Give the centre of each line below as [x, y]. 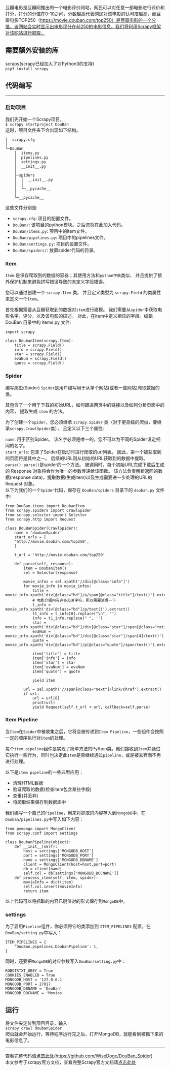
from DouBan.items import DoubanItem [45, 506]
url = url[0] [46, 698]
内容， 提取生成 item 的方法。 [36, 411]
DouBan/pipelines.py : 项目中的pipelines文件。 [60, 237]
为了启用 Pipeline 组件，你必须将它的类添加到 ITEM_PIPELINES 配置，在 [78, 926]
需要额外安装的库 [32, 51]
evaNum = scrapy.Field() [40, 359]
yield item [44, 680]
